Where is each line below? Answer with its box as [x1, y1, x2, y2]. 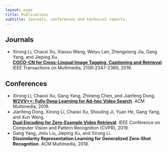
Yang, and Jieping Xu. [12, 54, 59, 60]
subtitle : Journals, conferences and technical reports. [5, 17, 128, 22]
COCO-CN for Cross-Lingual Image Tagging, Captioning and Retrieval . [12, 59, 163, 65]
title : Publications [5, 12, 49, 17]
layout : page [5, 7, 33, 13]
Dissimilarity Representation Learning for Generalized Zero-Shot [12, 135, 151, 141]
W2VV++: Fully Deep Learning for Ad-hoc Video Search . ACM [12, 98, 145, 104]
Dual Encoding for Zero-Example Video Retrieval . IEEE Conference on [12, 119, 160, 125]
